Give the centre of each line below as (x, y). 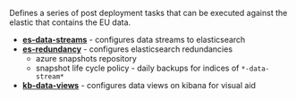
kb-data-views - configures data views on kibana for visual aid (139, 85)
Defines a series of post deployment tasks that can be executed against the (148, 13)
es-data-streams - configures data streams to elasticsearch (134, 40)
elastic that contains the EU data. (70, 22)
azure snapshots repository (86, 58)
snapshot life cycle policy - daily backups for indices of (137, 68)
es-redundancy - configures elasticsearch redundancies (127, 49)
